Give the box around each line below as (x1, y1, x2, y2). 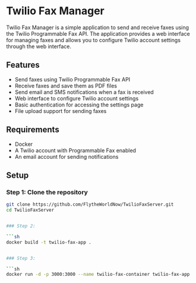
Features (6, 60, 40, 70)
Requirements (6, 125, 59, 135)
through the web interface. (6, 43, 71, 50)
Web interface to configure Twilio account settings (14, 95, 139, 102)
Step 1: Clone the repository (6, 188, 88, 196)
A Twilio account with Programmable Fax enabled (14, 147, 137, 154)
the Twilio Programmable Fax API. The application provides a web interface (6, 30, 190, 37)
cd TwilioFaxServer (6, 207, 55, 213)
